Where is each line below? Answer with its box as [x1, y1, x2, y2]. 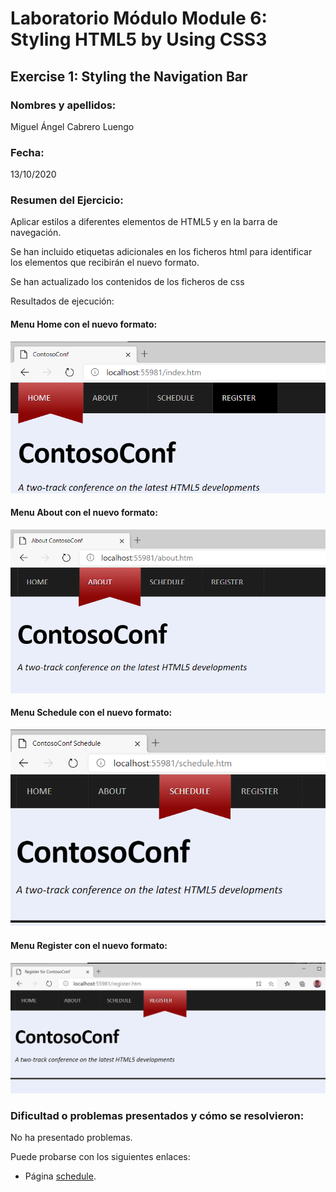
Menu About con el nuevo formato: [10, 507, 158, 519]
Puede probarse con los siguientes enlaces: [10, 1151, 191, 1163]
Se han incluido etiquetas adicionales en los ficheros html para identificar [10, 246, 313, 258]
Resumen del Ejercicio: [10, 193, 124, 207]
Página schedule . [24, 1170, 97, 1182]
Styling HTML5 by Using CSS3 [10, 28, 268, 51]
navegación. [10, 227, 62, 239]
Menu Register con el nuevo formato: [10, 940, 168, 952]
